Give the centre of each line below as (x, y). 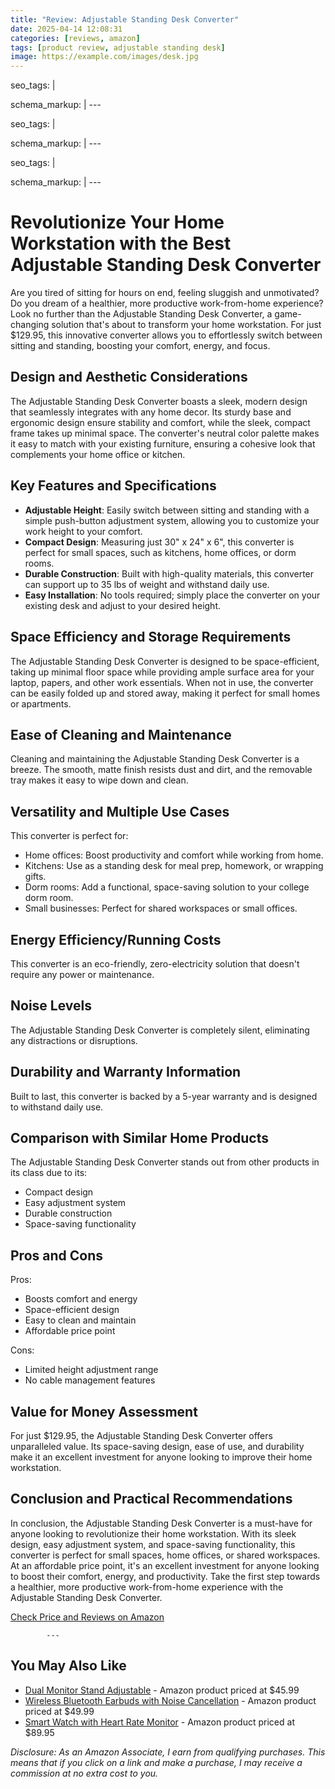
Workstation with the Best (121, 243)
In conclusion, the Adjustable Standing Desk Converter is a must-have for (161, 1523)
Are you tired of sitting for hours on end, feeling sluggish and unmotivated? (165, 293)
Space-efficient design (72, 1310)
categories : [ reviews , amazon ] (75, 38)
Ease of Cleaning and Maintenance (121, 734)
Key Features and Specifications (113, 486)
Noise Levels (51, 1006)
